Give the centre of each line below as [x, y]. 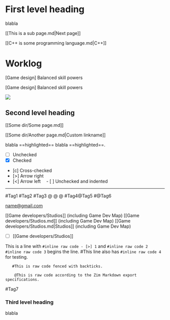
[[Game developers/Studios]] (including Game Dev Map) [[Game [72, 215]
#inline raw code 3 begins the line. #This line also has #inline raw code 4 [83, 252]
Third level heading [30, 302]
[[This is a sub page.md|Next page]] [43, 33]
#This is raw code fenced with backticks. [57, 266]
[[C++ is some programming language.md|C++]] [56, 43]
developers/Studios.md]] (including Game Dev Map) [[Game [68, 221]
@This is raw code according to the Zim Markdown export [76, 275]
